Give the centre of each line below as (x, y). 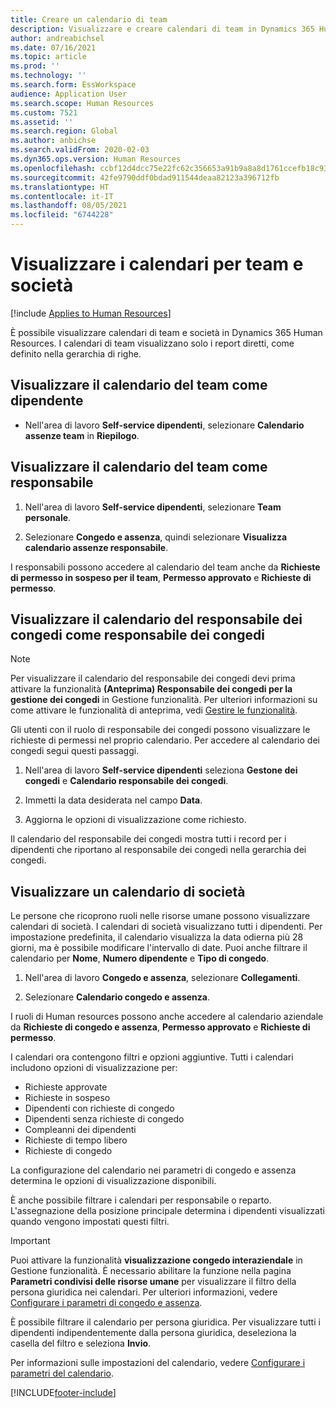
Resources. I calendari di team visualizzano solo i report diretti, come (152, 343)
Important (30, 1241)
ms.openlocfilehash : (53, 168)
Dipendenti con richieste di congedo (99, 1108)
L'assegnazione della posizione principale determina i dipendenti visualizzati (167, 1211)
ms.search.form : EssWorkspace (73, 85)
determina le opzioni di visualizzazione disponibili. (113, 1181)
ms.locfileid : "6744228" (62, 215)
